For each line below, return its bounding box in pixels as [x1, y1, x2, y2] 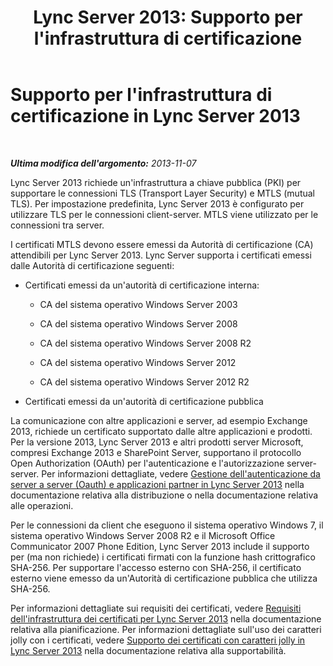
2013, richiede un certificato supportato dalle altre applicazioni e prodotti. [10, 425, 313, 437]
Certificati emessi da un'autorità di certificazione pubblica [24, 395, 264, 407]
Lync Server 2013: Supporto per [33, 6, 303, 29]
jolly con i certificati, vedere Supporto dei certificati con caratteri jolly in [10, 634, 306, 646]
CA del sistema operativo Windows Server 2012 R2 [39, 376, 250, 388]
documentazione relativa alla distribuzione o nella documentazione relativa [10, 489, 319, 501]
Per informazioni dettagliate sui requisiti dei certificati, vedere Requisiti [10, 602, 302, 614]
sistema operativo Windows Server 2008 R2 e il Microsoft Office [10, 529, 276, 541]
